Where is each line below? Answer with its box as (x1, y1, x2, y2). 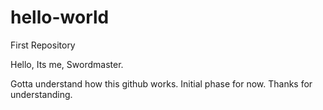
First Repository (10, 39, 76, 51)
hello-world (10, 6, 110, 29)
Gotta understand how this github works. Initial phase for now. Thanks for (10, 77, 313, 90)
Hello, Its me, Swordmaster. (10, 58, 124, 70)
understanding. (10, 88, 73, 100)
